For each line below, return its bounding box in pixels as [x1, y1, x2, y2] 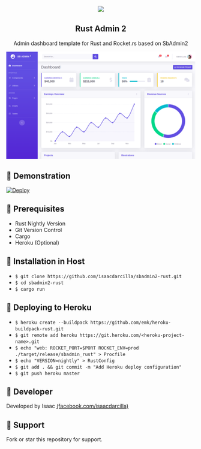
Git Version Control [14, 226, 62, 233]
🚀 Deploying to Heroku [6, 303, 92, 313]
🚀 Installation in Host [6, 257, 85, 267]
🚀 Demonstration [6, 171, 71, 181]
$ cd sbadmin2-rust [14, 279, 64, 286]
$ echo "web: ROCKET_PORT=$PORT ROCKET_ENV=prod [14, 345, 139, 351]
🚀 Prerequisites [6, 204, 65, 214]
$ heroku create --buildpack [14, 320, 88, 326]
